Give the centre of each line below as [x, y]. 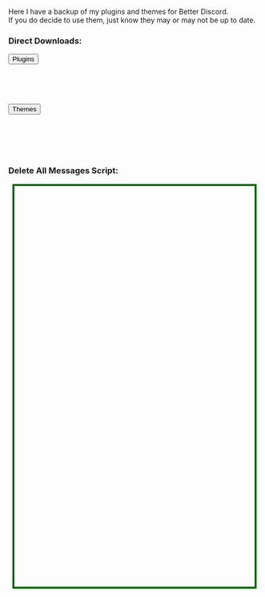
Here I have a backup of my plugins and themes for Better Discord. [118, 12]
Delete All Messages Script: [63, 171]
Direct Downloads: [45, 41]
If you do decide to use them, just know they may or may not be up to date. [132, 20]
